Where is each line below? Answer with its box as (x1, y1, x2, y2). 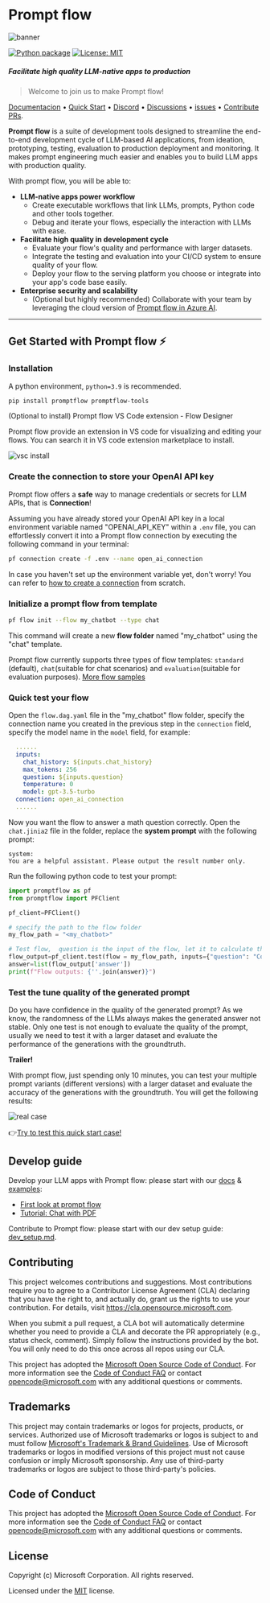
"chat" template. (8, 639, 63, 649)
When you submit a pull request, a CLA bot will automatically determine (8, 1318, 245, 1328)
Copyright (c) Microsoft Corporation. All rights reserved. (8, 1571, 194, 1580)
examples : (8, 1184, 43, 1193)
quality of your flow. (31, 260, 98, 270)
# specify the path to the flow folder (8, 923, 142, 931)
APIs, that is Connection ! (8, 497, 92, 508)
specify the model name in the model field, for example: (8, 727, 190, 737)
